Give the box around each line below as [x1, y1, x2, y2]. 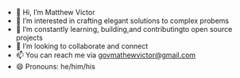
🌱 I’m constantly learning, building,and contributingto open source [15, 25, 233, 33]
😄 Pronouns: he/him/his [15, 62, 95, 71]
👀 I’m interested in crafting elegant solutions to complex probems [15, 16, 229, 25]
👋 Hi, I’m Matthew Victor [15, 8, 95, 17]
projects [15, 33, 44, 42]
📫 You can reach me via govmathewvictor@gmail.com [15, 50, 196, 60]
